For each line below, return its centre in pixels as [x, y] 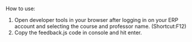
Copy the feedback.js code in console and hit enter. [78, 33]
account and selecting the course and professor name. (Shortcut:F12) [100, 26]
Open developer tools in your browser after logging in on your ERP [96, 20]
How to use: [20, 9]
